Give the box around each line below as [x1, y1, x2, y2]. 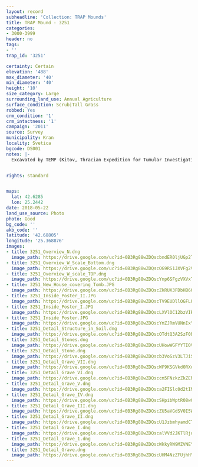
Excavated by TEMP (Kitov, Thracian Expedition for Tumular [11, 157, 162, 163]
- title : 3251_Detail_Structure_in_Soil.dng [6, 326, 117, 332]
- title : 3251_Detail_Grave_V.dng [6, 381, 91, 387]
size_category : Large [6, 91, 60, 97]
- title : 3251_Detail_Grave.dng [6, 447, 85, 453]
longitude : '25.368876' [6, 238, 65, 244]
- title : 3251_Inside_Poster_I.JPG [6, 304, 94, 310]
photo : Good [6, 216, 35, 222]
